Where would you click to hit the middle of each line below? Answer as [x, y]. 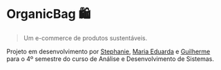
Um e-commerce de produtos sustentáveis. [85, 38]
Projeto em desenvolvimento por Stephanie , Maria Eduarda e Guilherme [108, 51]
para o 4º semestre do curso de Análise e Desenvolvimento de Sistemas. [110, 59]
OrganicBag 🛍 [49, 14]
